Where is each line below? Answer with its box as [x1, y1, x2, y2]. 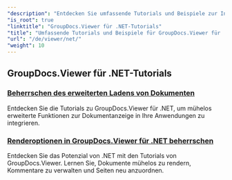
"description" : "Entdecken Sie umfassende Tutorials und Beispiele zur [7, 10, 217, 17]
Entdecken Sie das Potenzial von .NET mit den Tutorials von [7, 151, 177, 159]
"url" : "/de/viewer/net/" [7, 36, 81, 43]
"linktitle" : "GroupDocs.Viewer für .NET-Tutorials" [7, 23, 162, 30]
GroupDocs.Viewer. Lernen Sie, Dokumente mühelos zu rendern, [7, 159, 191, 167]
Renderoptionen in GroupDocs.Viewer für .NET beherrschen [7, 136, 214, 146]
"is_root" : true [7, 17, 54, 23]
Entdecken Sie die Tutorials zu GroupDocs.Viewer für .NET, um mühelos [7, 104, 212, 112]
